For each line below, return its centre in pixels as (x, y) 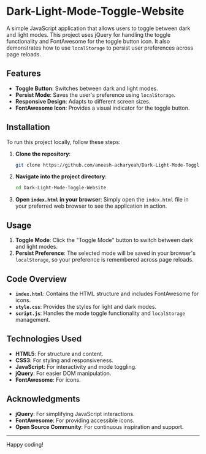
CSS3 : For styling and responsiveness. (64, 360)
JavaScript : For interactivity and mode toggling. (76, 366)
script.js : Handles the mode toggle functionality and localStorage (100, 313)
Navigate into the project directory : (61, 176)
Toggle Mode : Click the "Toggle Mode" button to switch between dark (104, 240)
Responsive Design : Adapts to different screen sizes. (83, 101)
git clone (28, 165)
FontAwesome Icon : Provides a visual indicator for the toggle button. (102, 108)
